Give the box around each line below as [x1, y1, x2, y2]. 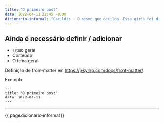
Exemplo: [5, 77, 24, 83]
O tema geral [12, 58, 39, 64]
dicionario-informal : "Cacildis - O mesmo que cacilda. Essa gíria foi [5, 16, 154, 21]
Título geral [12, 48, 36, 53]
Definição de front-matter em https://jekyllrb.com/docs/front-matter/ [5, 67, 143, 74]
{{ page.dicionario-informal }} [5, 112, 65, 118]
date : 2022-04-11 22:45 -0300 [5, 12, 67, 17]
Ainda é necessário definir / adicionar [5, 34, 122, 43]
